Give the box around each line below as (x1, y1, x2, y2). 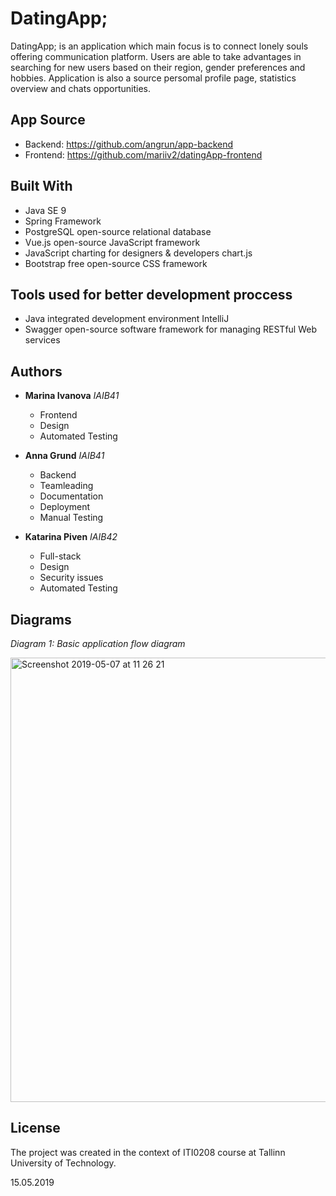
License (10, 1120, 61, 1137)
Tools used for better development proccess (10, 286, 293, 303)
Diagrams (10, 611, 72, 628)
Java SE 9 (24, 204, 67, 216)
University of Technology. (10, 1157, 117, 1169)
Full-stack (39, 550, 82, 562)
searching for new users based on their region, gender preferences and (10, 61, 306, 73)
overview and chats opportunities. (10, 82, 151, 94)
